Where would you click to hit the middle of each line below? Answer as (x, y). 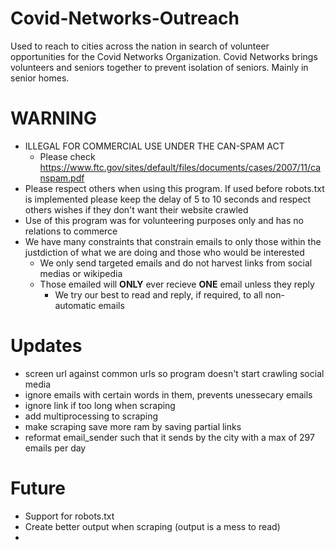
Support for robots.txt (69, 516)
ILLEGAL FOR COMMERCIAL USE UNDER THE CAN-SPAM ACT (154, 146)
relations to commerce (71, 231)
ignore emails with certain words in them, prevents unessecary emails (168, 394)
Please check (67, 156)
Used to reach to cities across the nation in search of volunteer (140, 46)
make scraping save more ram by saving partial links (133, 426)
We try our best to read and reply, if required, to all (158, 294)
